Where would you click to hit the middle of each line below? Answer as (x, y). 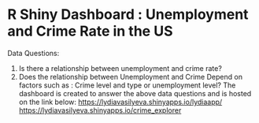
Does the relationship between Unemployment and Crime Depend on (131, 76)
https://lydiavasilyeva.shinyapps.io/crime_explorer (100, 110)
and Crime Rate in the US (90, 31)
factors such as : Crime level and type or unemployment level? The (127, 85)
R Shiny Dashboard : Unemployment (128, 15)
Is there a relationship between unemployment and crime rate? (120, 68)
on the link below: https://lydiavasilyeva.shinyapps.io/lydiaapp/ (120, 102)
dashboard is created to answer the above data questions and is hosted (135, 93)
